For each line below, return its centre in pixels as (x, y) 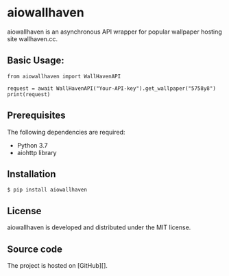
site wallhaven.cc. (33, 38)
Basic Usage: (36, 61)
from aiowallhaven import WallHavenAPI (64, 76)
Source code (35, 249)
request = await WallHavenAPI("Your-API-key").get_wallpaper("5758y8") (111, 88)
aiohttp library (37, 152)
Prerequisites (36, 116)
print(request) (29, 94)
